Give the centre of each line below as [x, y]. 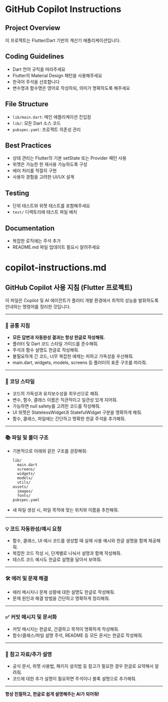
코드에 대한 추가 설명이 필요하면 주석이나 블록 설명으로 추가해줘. [74, 679]
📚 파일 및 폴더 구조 [27, 438]
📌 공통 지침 [17, 326]
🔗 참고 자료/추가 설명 [29, 654]
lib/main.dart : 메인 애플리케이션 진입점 [52, 117]
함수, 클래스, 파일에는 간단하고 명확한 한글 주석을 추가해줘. [69, 418]
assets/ [20, 487]
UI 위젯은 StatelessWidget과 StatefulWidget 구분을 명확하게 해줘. [77, 412]
